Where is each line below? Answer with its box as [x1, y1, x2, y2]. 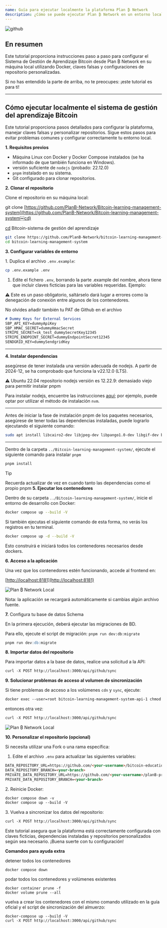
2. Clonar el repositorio [5, 185, 54, 191]
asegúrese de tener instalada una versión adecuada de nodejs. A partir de [5, 363, 157, 369]
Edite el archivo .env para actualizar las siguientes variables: [12, 754, 136, 759]
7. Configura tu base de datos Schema [5, 611, 84, 617]
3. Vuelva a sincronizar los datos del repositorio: [5, 809, 104, 815]
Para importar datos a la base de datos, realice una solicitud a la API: [5, 659, 146, 665]
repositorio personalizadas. [5, 69, 61, 75]
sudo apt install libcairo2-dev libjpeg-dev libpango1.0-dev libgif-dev [5, 433, 159, 438]
